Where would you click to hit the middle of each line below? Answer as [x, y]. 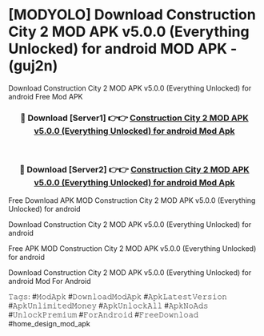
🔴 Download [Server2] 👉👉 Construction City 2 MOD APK [134, 170]
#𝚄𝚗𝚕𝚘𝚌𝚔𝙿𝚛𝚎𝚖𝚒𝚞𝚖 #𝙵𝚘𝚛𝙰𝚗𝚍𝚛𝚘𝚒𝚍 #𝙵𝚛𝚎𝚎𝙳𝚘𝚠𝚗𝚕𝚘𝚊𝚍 [103, 314]
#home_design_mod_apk [49, 323]
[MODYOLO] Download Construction [132, 15]
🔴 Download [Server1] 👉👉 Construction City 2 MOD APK [134, 118]
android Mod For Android [50, 281]
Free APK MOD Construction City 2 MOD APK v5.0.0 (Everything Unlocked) [132, 248]
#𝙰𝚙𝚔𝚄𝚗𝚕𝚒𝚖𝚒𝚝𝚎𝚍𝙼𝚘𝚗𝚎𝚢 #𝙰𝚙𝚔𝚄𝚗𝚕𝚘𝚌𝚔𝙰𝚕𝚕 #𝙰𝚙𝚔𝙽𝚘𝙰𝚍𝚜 [108, 306]
